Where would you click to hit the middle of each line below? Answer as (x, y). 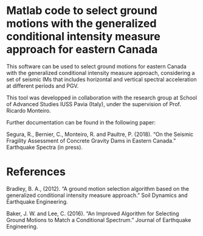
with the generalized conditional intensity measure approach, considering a (101, 73)
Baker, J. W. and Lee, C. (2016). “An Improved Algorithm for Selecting (93, 213)
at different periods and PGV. (43, 85)
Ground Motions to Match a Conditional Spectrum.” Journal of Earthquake (99, 220)
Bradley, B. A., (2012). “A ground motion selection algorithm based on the (98, 188)
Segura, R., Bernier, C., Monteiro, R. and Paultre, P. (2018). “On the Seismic (100, 134)
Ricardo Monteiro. (29, 110)
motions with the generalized (81, 23)
